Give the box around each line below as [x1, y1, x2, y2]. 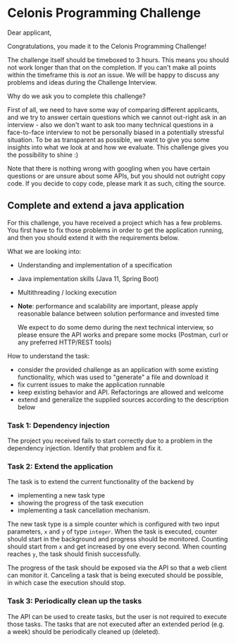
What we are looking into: [7, 247, 82, 256]
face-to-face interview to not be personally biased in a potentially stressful [7, 128, 224, 136]
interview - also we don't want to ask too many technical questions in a [7, 120, 213, 128]
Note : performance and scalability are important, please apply [17, 301, 199, 310]
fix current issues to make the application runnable [17, 380, 166, 389]
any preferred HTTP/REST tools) [17, 337, 112, 347]
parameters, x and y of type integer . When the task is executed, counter [7, 527, 218, 536]
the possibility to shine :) [7, 150, 79, 159]
